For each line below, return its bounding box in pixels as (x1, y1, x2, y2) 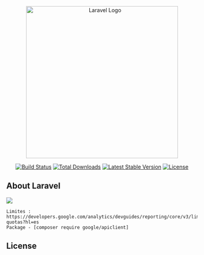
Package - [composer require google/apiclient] (6, 224, 129, 231)
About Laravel (6, 181, 61, 191)
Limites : (6, 208, 32, 214)
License (6, 241, 37, 251)
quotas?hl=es (6, 219, 39, 225)
